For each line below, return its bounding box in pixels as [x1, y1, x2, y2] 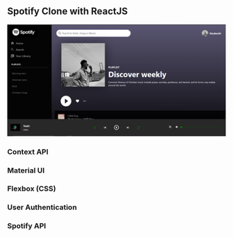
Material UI [7, 166, 45, 175]
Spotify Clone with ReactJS [7, 6, 128, 17]
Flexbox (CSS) [7, 184, 57, 193]
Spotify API [7, 221, 46, 231]
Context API [7, 147, 49, 157]
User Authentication [7, 202, 78, 212]
